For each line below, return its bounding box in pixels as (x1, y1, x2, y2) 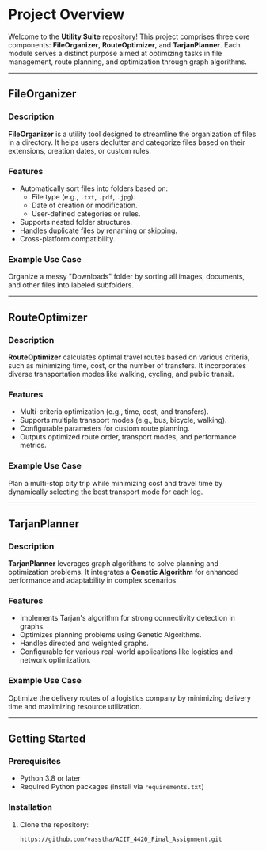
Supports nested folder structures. (19, 217, 133, 226)
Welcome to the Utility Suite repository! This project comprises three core (8, 32, 250, 41)
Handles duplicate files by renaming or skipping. (19, 226, 178, 235)
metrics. (19, 441, 47, 450)
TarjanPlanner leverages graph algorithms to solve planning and (8, 559, 219, 568)
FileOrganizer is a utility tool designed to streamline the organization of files (8, 129, 256, 139)
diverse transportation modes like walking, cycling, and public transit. (8, 369, 235, 378)
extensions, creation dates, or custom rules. (8, 146, 152, 155)
